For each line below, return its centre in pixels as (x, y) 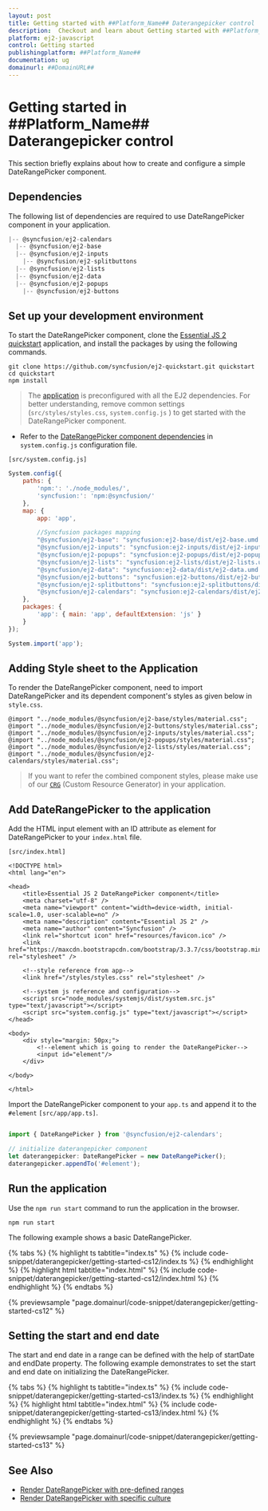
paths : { (37, 481)
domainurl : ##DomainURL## (51, 68)
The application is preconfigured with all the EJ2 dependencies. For (139, 395)
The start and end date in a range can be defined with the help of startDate (132, 1355)
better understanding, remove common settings (106, 404)
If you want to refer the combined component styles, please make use (143, 776)
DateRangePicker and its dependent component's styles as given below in (130, 696)
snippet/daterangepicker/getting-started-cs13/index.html (102, 1413)
